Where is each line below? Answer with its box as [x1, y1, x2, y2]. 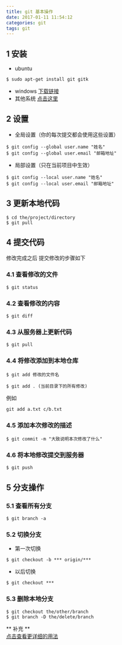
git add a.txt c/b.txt [6, 406, 62, 412]
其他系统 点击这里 [14, 95, 58, 102]
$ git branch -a [6, 515, 46, 521]
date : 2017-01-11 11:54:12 [6, 14, 73, 20]
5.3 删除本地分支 [6, 595, 54, 603]
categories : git [6, 20, 46, 26]
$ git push [6, 465, 33, 471]
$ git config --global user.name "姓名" [6, 144, 105, 150]
